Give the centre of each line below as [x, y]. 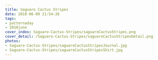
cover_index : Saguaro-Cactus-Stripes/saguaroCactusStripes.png [70, 32]
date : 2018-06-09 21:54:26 [32, 14]
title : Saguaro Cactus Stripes [37, 9]
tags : [10, 18]
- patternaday [19, 23]
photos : [13, 41]
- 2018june [16, 28]
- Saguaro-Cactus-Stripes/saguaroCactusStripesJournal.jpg [66, 45]
